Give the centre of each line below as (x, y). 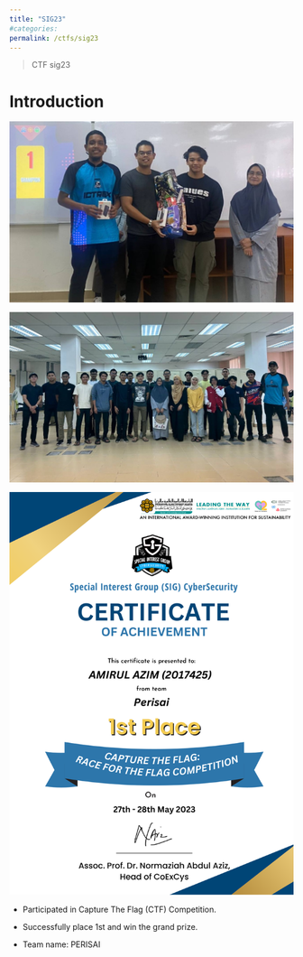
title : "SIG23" (38, 19)
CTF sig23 (50, 65)
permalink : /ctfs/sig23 (54, 38)
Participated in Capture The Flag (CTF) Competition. (119, 910)
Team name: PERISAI (61, 944)
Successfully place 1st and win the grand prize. (110, 927)
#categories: (34, 28)
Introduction (57, 102)
